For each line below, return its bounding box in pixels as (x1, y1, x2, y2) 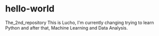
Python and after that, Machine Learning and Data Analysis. (5, 24, 128, 30)
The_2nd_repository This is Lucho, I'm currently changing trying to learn (5, 19, 154, 25)
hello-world (5, 3, 55, 14)
